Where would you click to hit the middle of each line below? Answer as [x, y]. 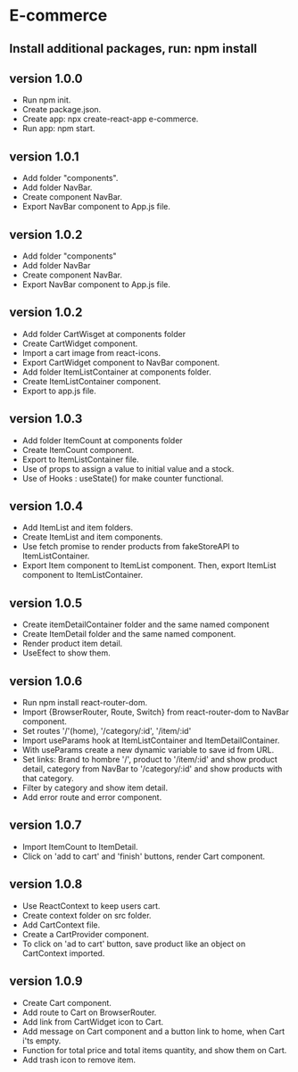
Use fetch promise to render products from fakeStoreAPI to [131, 547]
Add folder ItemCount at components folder [102, 440]
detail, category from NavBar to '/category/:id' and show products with [152, 769]
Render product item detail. [72, 644]
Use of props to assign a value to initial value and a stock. [128, 468]
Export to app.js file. [59, 391]
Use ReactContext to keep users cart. [91, 905]
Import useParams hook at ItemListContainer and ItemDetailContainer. [151, 740]
